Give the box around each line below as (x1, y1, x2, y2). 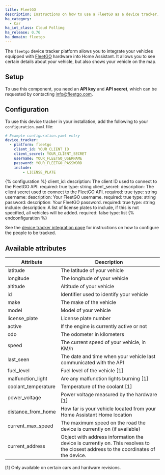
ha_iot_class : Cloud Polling (5, 26, 65, 30)
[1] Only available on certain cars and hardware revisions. (5, 465, 121, 471)
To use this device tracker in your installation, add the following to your (5, 119, 148, 124)
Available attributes (5, 244, 66, 252)
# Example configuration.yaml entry (5, 133, 80, 138)
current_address (7, 443, 46, 450)
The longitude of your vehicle (60, 275, 129, 282)
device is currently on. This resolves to (60, 440, 150, 446)
